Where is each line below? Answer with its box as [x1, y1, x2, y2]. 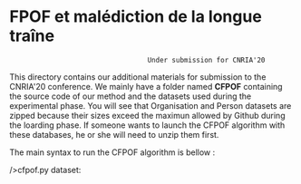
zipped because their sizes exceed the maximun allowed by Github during [9, 110, 286, 121]
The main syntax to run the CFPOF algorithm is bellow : [9, 147, 216, 158]
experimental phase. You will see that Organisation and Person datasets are [9, 100, 292, 111]
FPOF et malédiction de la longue [9, 6, 263, 27]
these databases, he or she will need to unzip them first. [9, 129, 219, 140]
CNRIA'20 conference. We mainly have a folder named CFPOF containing [9, 81, 283, 92]
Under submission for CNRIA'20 [147, 55, 266, 64]
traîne [9, 25, 55, 46]
